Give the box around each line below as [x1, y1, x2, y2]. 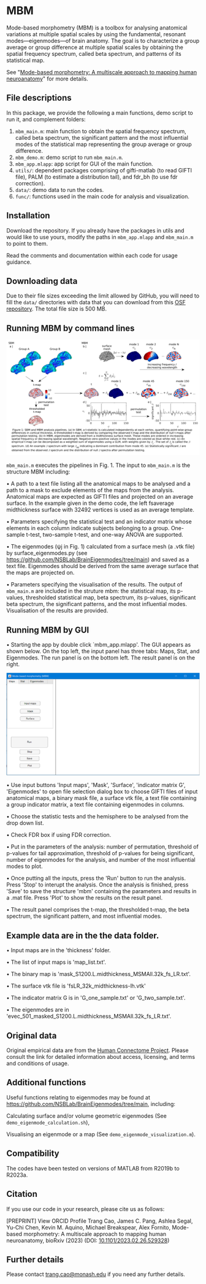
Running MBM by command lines [6, 323, 135, 333]
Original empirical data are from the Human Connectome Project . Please [6, 1047, 189, 1054]
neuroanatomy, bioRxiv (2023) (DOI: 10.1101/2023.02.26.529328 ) [6, 1237, 170, 1244]
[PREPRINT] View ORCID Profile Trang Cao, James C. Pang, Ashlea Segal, [6, 1217, 193, 1224]
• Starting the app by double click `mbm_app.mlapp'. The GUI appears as [6, 641, 191, 648]
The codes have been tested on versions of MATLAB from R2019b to [6, 1164, 180, 1172]
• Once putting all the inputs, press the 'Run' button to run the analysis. [6, 875, 186, 882]
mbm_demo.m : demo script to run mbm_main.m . [15, 153, 124, 161]
